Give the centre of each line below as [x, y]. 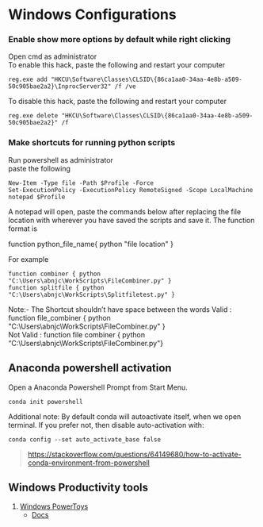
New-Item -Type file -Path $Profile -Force [81, 183]
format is [23, 229]
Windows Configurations [92, 15]
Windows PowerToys [54, 506]
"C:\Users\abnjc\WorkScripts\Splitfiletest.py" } [92, 294]
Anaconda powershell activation [90, 368]
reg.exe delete [33, 116]
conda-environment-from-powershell [89, 463]
